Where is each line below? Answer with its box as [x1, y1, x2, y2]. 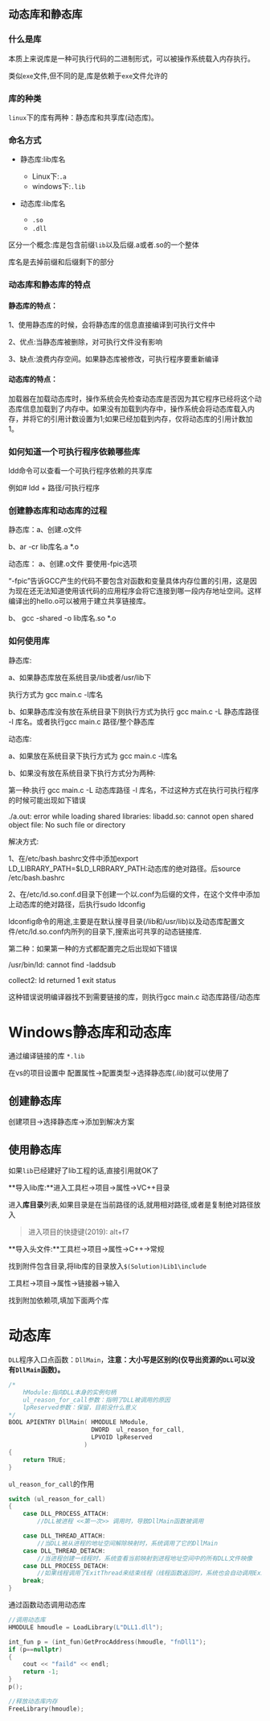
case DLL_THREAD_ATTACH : [22, 1532, 106, 1540]
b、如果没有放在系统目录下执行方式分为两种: [8, 768, 156, 778]
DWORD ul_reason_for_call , [91, 1426, 185, 1434]
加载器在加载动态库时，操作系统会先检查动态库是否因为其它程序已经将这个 [8, 394, 255, 403]
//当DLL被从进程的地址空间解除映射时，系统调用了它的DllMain [37, 1539, 219, 1547]
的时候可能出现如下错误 [8, 795, 86, 805]
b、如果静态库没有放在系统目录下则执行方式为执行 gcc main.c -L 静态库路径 [8, 707, 260, 716]
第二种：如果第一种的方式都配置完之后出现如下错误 [8, 943, 178, 953]
